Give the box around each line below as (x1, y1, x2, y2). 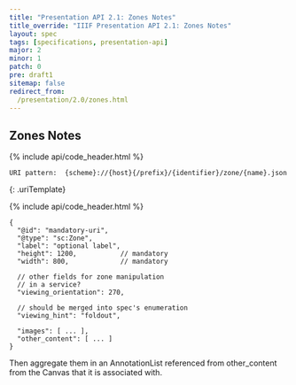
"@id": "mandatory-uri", (17, 227, 109, 235)
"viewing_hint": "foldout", (17, 312, 121, 320)
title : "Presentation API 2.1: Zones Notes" (9, 12, 176, 22)
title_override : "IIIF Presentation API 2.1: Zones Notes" (9, 21, 232, 30)
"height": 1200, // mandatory (17, 250, 168, 258)
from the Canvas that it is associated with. (9, 367, 162, 378)
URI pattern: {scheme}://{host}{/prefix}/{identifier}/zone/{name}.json (9, 169, 288, 178)
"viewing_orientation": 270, (17, 289, 125, 297)
